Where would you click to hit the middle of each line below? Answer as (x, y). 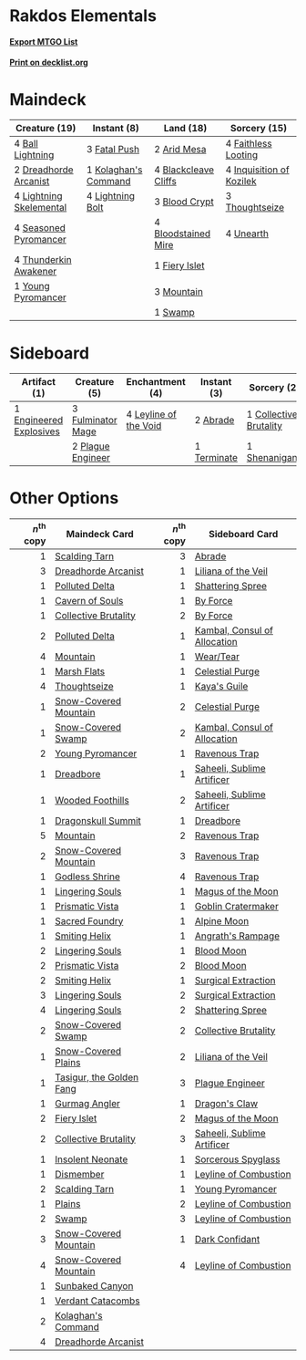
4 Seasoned (40, 228)
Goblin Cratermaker (237, 906)
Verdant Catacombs (97, 1301)
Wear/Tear (217, 656)
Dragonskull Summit (97, 820)
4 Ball (26, 144)
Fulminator (95, 420)
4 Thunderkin (43, 260)
